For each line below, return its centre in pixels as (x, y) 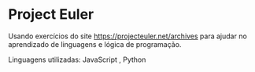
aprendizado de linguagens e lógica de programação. (95, 44)
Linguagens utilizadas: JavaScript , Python (77, 59)
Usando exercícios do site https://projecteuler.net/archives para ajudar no (128, 36)
